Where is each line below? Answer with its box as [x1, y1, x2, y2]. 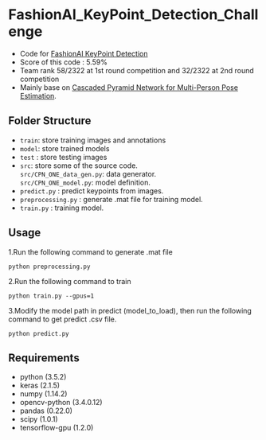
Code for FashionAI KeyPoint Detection [19, 49, 148, 58]
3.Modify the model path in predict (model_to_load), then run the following [8, 306, 252, 315]
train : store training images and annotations [19, 135, 166, 145]
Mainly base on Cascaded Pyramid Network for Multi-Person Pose [19, 82, 239, 92]
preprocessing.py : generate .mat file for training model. [19, 194, 203, 204]
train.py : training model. [19, 203, 104, 212]
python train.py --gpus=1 [8, 292, 94, 300]
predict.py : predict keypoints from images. [19, 185, 164, 196]
